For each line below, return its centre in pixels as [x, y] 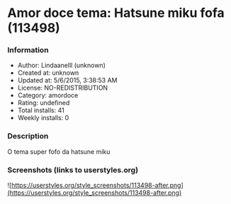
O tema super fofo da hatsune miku [59, 151]
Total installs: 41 [41, 110]
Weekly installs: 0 [43, 118]
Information [28, 50]
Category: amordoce [48, 95]
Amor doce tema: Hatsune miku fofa [116, 13]
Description [28, 136]
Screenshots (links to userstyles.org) [73, 169]
